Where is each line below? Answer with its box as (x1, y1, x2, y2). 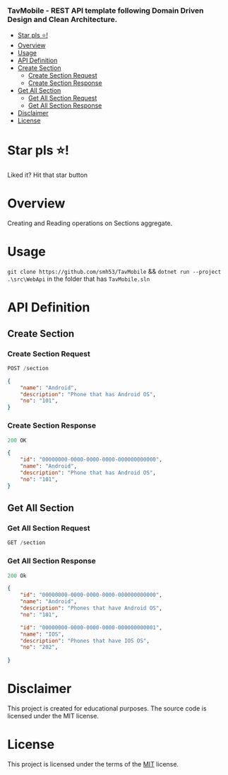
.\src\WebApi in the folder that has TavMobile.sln (7, 275, 150, 283)
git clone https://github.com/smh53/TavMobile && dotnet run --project (7, 268, 222, 276)
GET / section (7, 539, 46, 546)
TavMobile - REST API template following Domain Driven (7, 6, 204, 16)
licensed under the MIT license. (7, 711, 99, 720)
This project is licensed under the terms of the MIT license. (7, 759, 179, 768)
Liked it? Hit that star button (7, 171, 88, 179)
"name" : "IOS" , (20, 631, 65, 638)
